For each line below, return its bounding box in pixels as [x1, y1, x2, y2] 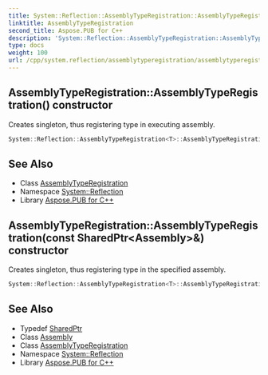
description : [8, 34, 52, 42]
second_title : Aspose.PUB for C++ [8, 26, 124, 34]
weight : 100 [8, 49, 48, 57]
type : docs [8, 42, 45, 50]
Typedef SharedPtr [19, 323, 83, 333]
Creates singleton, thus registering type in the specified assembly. [8, 265, 226, 274]
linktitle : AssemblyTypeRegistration [8, 19, 134, 27]
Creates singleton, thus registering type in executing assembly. [8, 119, 215, 129]
